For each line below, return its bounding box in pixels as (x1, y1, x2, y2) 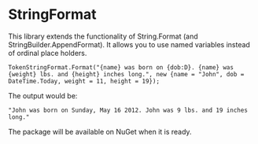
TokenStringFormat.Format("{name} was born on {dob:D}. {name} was (8, 63, 234, 72)
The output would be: (8, 90, 78, 100)
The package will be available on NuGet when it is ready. (8, 127, 192, 136)
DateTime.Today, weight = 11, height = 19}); (8, 77, 160, 85)
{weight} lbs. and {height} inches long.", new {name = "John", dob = (8, 70, 245, 78)
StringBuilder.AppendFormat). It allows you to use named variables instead (8, 39, 250, 49)
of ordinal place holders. (8, 48, 87, 57)
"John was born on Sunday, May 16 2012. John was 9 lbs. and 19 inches (8, 106, 248, 114)
